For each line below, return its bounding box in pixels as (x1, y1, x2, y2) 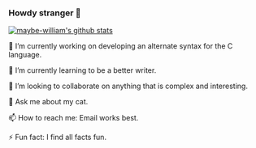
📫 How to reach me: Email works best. (8, 113, 139, 123)
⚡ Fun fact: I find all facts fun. (8, 133, 107, 142)
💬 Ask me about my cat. (8, 97, 89, 107)
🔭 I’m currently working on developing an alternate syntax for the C (8, 41, 233, 51)
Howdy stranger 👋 (8, 7, 81, 19)
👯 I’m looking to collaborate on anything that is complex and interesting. (8, 81, 248, 91)
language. (8, 50, 42, 60)
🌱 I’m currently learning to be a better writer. (8, 66, 157, 75)
